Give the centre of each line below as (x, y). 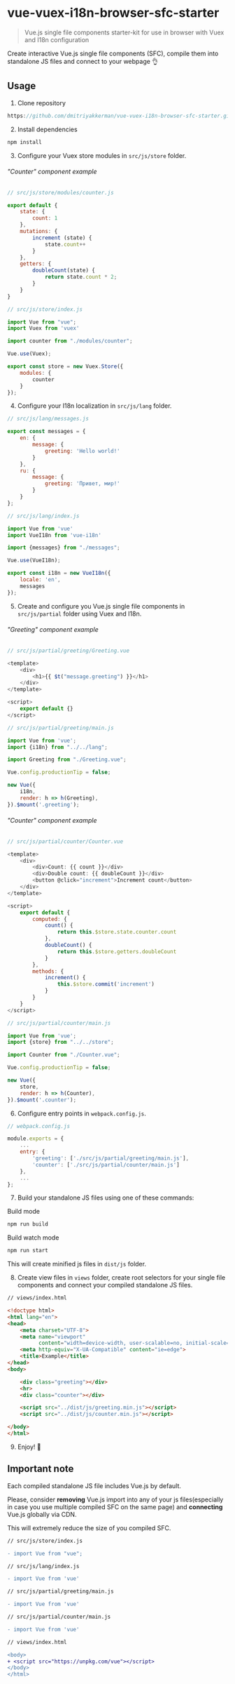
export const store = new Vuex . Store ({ (65, 366)
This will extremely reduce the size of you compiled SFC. (89, 1527)
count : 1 (45, 218)
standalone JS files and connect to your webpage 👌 (83, 61)
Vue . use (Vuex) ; (29, 354)
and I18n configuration (57, 39)
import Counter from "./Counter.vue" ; (64, 1055)
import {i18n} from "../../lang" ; (58, 747)
